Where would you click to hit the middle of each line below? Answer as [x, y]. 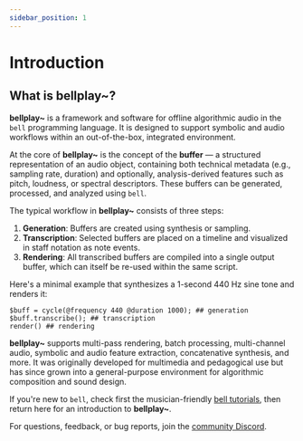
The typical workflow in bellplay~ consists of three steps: [117, 210]
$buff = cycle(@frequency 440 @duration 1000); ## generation [129, 310]
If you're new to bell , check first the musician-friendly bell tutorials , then [145, 398]
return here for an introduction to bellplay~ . [90, 408]
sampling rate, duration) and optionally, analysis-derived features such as [147, 174]
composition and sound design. [68, 381]
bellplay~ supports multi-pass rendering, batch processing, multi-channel [147, 343]
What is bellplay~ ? [62, 96]
